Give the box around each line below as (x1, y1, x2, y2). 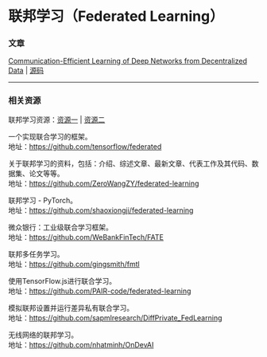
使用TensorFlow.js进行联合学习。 (8, 276, 117, 285)
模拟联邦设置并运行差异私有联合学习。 (8, 303, 133, 312)
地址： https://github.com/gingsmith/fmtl (8, 259, 141, 269)
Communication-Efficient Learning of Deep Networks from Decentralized (8, 57, 248, 66)
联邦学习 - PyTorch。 (8, 195, 78, 205)
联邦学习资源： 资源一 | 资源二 (8, 115, 106, 124)
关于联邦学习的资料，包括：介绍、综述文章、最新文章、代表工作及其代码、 (8, 159, 252, 168)
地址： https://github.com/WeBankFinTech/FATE (8, 232, 164, 241)
